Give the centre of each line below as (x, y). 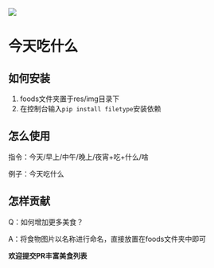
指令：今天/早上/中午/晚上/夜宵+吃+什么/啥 (78, 157)
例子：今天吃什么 (36, 173)
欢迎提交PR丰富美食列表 (48, 255)
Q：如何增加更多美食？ (46, 222)
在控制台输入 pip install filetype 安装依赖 (90, 109)
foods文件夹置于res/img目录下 (70, 99)
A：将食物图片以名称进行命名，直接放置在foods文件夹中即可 (107, 239)
